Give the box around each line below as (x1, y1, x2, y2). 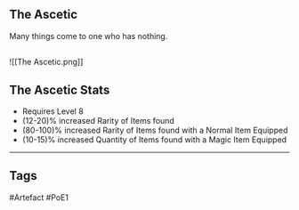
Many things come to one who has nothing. (9, 30, 168, 41)
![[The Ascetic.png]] (9, 57, 84, 68)
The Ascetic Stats (9, 82, 110, 97)
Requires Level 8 (21, 106, 85, 117)
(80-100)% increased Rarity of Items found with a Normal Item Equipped (21, 125, 288, 136)
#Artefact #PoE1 (9, 191, 69, 203)
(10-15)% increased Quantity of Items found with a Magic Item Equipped (21, 134, 287, 145)
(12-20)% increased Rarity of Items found (21, 116, 175, 126)
